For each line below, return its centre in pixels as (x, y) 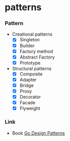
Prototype (30, 63)
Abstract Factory (37, 57)
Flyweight (30, 108)
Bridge (27, 85)
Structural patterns (32, 68)
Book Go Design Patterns (39, 133)
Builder (27, 45)
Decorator (30, 97)
